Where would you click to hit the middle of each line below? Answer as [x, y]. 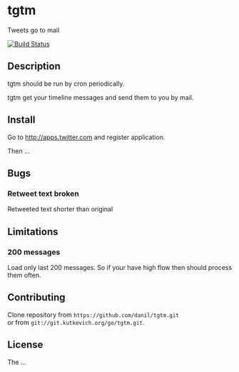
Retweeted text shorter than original [60, 209]
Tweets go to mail [34, 30]
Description [34, 66]
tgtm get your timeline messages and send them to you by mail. [101, 97]
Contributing [36, 297]
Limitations [33, 232]
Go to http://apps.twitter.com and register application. [86, 137]
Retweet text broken [44, 193]
